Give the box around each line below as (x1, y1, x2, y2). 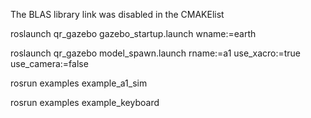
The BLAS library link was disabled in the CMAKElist (10, 9, 225, 20)
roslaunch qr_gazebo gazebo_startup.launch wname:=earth (10, 28, 257, 39)
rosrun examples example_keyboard (10, 97, 160, 108)
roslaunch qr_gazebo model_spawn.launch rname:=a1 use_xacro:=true (10, 47, 302, 59)
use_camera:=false (10, 58, 89, 69)
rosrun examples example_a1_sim (10, 77, 148, 89)
